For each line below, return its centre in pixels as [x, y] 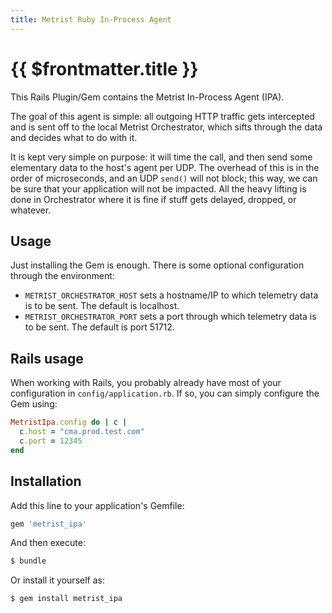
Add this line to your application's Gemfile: [97, 505]
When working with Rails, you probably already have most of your [146, 383]
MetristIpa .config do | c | [69, 422]
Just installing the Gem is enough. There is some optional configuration [157, 265]
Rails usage [47, 358]
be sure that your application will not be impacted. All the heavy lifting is [158, 188]
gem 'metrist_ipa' [48, 524]
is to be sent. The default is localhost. [102, 306]
